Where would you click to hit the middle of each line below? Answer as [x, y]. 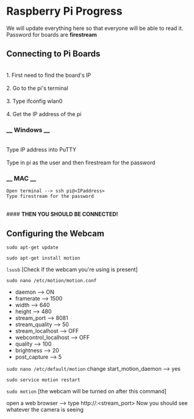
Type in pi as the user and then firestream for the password [81, 162]
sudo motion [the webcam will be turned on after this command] [86, 392]
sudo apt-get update [33, 248]
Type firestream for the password [50, 197]
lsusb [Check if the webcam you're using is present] [72, 269]
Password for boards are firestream [52, 34]
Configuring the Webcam [56, 233]
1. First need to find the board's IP [49, 75]
